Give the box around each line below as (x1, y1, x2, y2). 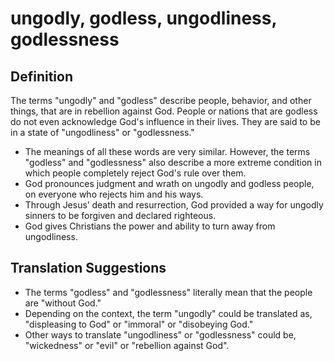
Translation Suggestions (10, 260, 167, 277)
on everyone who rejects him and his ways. (24, 188, 204, 200)
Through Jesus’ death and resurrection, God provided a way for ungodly (24, 199, 324, 211)
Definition (10, 68, 73, 85)
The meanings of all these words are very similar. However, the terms (24, 146, 311, 157)
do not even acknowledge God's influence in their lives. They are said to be (10, 116, 321, 127)
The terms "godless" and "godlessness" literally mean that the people (24, 286, 313, 298)
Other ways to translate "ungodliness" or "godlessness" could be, (24, 328, 297, 341)
